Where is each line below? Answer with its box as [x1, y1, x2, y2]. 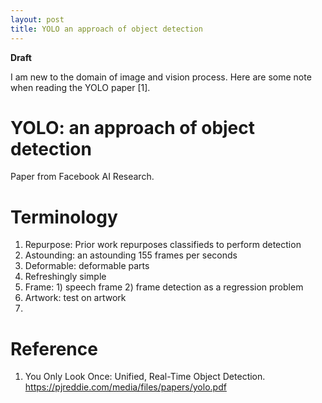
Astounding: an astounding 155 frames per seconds [24, 249, 238, 261]
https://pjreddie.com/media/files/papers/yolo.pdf [24, 381, 227, 393]
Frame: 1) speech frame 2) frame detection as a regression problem [24, 281, 304, 293]
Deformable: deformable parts [24, 260, 150, 272]
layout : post [10, 14, 65, 25]
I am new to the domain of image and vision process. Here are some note [10, 71, 312, 83]
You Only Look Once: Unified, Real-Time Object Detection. [24, 371, 266, 383]
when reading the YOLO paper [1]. [10, 81, 151, 93]
